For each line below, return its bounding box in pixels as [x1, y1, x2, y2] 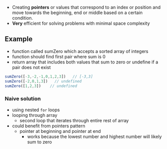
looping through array [12, 112, 58, 118]
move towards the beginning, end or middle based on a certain [12, 10, 143, 16]
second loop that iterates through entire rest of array [19, 117, 129, 123]
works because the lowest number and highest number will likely [27, 133, 162, 139]
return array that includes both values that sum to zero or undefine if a [12, 59, 158, 65]
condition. [12, 15, 33, 21]
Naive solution [5, 95, 41, 102]
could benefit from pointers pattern [12, 123, 85, 129]
